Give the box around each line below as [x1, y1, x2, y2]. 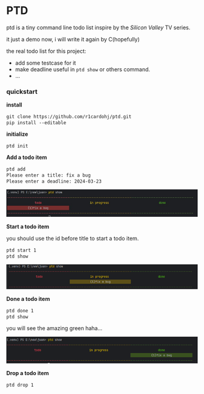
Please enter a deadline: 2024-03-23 [6, 178, 102, 185]
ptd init [6, 143, 29, 149]
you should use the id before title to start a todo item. [6, 234, 139, 242]
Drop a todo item [6, 370, 49, 377]
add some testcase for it [15, 59, 76, 66]
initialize [6, 130, 29, 138]
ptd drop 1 [6, 382, 34, 389]
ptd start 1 [6, 247, 36, 253]
